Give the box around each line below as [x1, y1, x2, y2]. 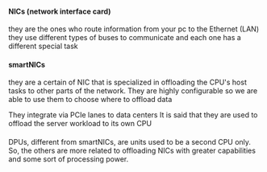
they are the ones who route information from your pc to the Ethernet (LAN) [8, 24, 260, 34]
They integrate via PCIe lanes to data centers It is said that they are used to [8, 110, 258, 120]
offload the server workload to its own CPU [8, 119, 152, 129]
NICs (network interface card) [8, 6, 111, 16]
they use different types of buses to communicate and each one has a [8, 33, 242, 43]
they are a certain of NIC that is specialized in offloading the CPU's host [8, 77, 248, 88]
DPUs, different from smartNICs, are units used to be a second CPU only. [8, 137, 252, 146]
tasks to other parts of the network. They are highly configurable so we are [8, 86, 258, 96]
